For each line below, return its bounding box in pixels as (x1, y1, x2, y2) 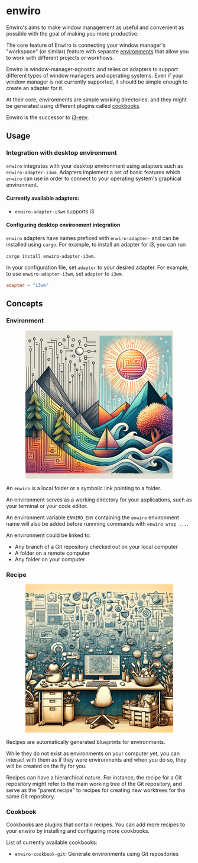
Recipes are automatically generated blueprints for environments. (6, 738, 165, 745)
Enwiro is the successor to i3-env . (6, 114, 89, 121)
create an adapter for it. (6, 84, 64, 91)
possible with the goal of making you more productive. (6, 30, 139, 37)
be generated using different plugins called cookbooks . (6, 102, 141, 109)
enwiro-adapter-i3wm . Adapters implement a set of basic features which (6, 168, 181, 175)
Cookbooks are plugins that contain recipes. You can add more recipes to (6, 821, 186, 828)
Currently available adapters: (6, 194, 80, 202)
